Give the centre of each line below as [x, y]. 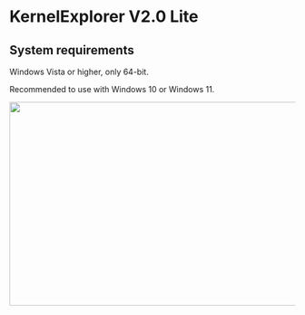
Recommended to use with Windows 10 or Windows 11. [112, 89]
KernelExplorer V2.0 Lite [104, 17]
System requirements [72, 50]
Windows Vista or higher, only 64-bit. [79, 72]
